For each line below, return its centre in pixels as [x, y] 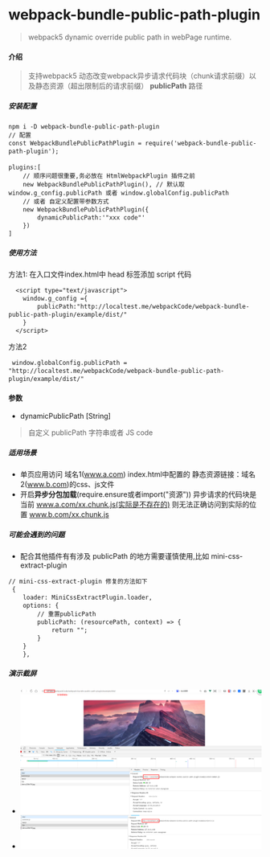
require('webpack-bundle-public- [201, 144]
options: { [41, 606]
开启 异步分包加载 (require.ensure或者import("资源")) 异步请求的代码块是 [138, 494]
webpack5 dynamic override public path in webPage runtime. [130, 37]
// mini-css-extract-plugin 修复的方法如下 [78, 582]
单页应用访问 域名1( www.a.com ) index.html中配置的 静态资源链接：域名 [137, 474]
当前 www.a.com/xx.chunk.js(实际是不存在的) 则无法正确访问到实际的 [135, 505]
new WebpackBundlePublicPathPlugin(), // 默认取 [104, 185]
